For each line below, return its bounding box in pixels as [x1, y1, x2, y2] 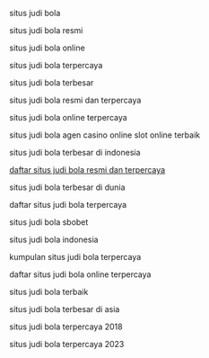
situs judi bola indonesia [9, 234, 99, 245]
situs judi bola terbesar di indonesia [9, 148, 141, 157]
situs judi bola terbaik [9, 287, 89, 297]
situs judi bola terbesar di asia [9, 304, 120, 314]
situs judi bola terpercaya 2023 [9, 339, 125, 349]
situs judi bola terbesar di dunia [9, 182, 126, 192]
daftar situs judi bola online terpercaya [9, 269, 152, 280]
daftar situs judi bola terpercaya [9, 200, 127, 210]
